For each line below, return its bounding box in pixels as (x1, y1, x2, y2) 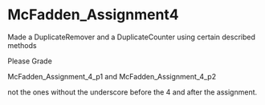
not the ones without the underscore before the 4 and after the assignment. (7, 87, 258, 97)
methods (7, 40, 37, 50)
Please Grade (7, 56, 53, 66)
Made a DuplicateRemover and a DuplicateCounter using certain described (7, 32, 256, 42)
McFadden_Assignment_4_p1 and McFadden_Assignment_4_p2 (7, 71, 217, 81)
